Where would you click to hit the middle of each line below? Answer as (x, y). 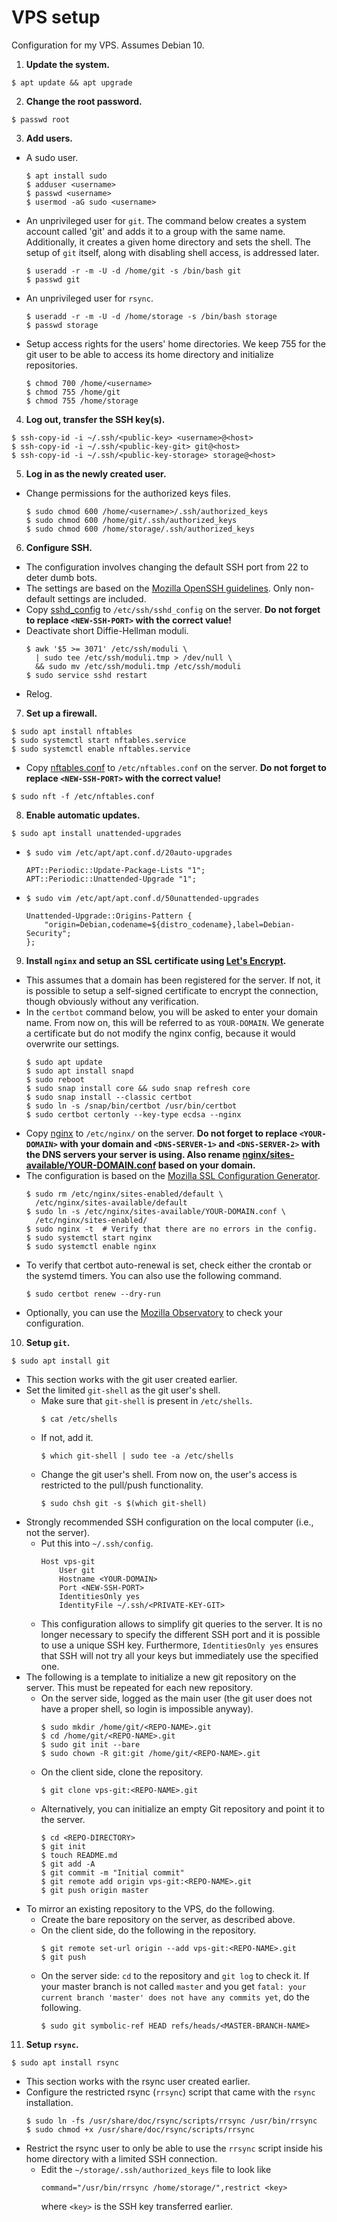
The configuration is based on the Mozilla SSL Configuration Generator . (173, 1175)
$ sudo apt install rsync (65, 2062)
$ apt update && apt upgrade (72, 82)
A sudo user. (52, 157)
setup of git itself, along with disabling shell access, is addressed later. (172, 252)
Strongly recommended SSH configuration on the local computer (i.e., (169, 1522)
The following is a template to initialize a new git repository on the (161, 1677)
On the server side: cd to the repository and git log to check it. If (175, 1975)
